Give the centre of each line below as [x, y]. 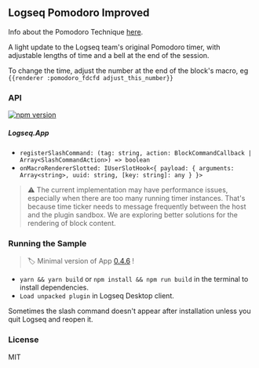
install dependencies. [54, 288]
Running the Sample [47, 244]
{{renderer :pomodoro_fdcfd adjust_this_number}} [91, 78]
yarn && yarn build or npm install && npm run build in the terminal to [134, 279]
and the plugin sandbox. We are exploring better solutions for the [132, 215]
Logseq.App [29, 133]
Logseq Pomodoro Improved [79, 13]
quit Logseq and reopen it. [51, 319]
